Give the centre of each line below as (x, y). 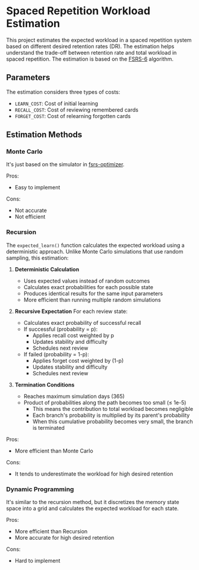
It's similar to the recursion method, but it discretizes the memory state (93, 502)
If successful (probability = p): (61, 329)
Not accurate (31, 210)
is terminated (49, 427)
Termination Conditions (45, 385)
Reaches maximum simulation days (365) (74, 396)
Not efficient (30, 217)
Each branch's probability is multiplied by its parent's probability (111, 415)
